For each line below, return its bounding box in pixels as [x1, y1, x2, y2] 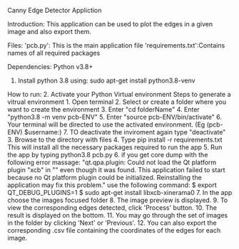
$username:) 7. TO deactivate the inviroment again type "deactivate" [24, 128, 226, 136]
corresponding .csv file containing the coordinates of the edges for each [7, 226, 221, 234]
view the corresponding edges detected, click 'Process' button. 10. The [7, 203, 218, 212]
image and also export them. [7, 28, 91, 36]
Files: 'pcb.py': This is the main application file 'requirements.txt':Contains [7, 41, 225, 49]
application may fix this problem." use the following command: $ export [7, 181, 218, 189]
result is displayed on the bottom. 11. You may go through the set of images [7, 211, 228, 219]
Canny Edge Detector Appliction [7, 6, 102, 14]
